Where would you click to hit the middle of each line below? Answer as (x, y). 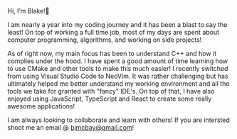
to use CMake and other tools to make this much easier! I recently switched (118, 68)
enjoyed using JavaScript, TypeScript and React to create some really (110, 99)
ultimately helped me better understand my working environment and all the (118, 84)
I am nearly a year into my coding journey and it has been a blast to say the (117, 24)
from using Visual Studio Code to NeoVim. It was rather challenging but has (118, 76)
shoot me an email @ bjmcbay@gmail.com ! (71, 127)
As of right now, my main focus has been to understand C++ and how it (112, 54)
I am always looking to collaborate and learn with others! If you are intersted (118, 120)
